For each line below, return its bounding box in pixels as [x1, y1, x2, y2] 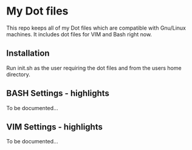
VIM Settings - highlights [6, 122, 103, 132]
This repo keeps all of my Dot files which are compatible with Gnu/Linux [6, 24, 187, 31]
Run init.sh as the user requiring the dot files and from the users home [6, 64, 182, 71]
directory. [6, 71, 30, 78]
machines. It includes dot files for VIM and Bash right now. [6, 30, 153, 37]
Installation [6, 48, 50, 59]
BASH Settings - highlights [6, 88, 109, 99]
